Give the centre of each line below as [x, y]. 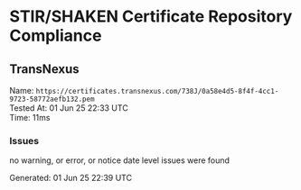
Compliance [56, 36]
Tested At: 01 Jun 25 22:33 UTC [69, 108]
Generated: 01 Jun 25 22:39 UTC [71, 178]
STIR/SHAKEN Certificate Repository [151, 17]
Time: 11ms [30, 118]
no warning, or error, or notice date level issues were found [120, 160]
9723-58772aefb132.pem [52, 99]
